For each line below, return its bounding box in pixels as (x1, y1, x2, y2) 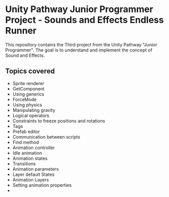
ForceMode (12, 96, 37, 102)
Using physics (12, 102, 42, 108)
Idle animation (12, 150, 42, 156)
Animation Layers (12, 176, 49, 182)
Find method (12, 139, 39, 145)
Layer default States (12, 171, 54, 177)
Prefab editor (12, 128, 40, 135)
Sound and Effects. (5, 52, 45, 58)
